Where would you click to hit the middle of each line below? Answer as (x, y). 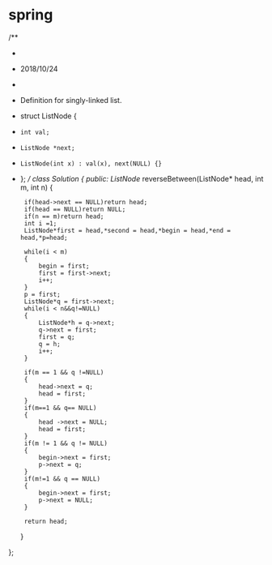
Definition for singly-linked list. (71, 100)
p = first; (42, 294)
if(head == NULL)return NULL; (75, 209)
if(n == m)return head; (64, 216)
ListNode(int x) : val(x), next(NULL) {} (91, 164)
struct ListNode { (48, 116)
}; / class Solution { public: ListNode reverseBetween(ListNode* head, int (142, 178)
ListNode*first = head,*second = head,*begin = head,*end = (127, 230)
